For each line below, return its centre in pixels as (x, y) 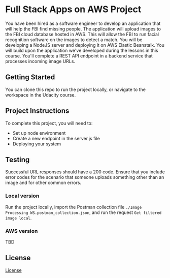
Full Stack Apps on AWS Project (73, 9)
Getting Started (30, 77)
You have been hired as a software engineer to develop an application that (83, 23)
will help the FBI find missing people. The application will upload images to (83, 28)
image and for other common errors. (43, 183)
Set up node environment (39, 133)
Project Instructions (37, 111)
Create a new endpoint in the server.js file (56, 138)
